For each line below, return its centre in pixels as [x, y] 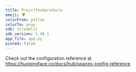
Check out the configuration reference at [48, 58]
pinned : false [21, 44]
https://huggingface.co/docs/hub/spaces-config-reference [68, 64]
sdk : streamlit [22, 29]
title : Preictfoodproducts [34, 10]
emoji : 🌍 [15, 15]
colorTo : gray [21, 24]
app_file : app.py [24, 39]
